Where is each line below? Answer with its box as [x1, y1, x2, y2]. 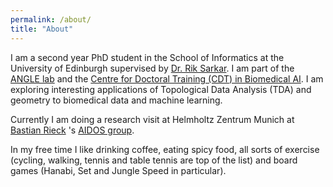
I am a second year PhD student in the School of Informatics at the [10, 51, 285, 63]
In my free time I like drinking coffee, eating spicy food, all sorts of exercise [10, 143, 320, 155]
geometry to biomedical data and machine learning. [10, 94, 223, 106]
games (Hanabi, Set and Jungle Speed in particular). [10, 164, 227, 176]
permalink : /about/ [10, 14, 92, 25]
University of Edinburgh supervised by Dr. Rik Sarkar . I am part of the [10, 62, 295, 74]
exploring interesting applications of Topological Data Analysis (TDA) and [10, 83, 312, 95]
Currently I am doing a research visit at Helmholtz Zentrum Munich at [10, 113, 295, 125]
